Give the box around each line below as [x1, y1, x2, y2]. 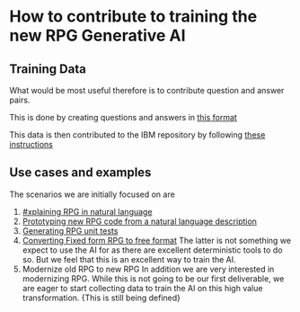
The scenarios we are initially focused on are [9, 189, 175, 200]
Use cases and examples [9, 165, 152, 181]
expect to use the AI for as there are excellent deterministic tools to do [22, 245, 283, 255]
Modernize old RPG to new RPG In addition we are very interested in [22, 263, 275, 274]
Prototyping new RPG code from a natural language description [22, 216, 258, 227]
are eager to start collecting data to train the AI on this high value [22, 282, 263, 293]
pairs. [9, 94, 31, 105]
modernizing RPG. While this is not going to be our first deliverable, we [22, 272, 285, 284]
